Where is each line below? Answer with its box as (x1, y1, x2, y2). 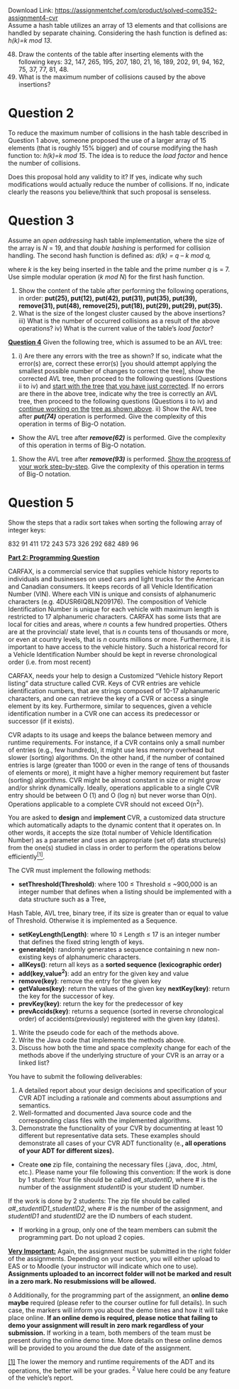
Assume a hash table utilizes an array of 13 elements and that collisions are (8, 21, 228, 29)
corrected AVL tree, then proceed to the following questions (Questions (18, 374, 228, 382)
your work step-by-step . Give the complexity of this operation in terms (18, 462, 225, 471)
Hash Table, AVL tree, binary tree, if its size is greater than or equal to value (8, 909, 229, 918)
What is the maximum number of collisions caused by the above (18, 73, 206, 81)
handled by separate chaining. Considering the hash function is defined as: (8, 28, 228, 37)
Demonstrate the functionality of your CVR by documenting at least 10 (18, 1123, 223, 1132)
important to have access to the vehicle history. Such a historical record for (8, 643, 228, 651)
